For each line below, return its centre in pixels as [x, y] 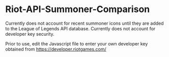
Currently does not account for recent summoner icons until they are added [84, 23]
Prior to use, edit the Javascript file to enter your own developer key [77, 43]
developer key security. [30, 34]
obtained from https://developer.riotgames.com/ [56, 49]
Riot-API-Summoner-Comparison [78, 9]
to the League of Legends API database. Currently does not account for [80, 28]
